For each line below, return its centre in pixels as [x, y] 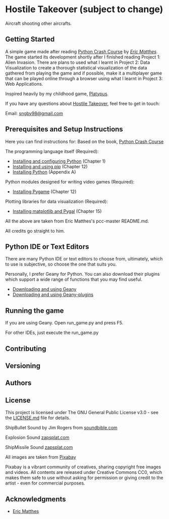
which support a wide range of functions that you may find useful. [74, 279]
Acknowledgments [36, 499]
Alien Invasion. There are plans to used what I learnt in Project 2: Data [78, 62]
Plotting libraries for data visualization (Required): [57, 201]
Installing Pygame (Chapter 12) [44, 192]
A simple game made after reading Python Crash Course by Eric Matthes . [81, 51]
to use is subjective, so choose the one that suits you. [61, 264]
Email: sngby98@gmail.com [34, 113]
